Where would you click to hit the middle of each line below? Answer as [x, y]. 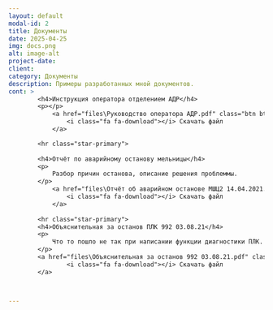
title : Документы [38, 31]
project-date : [32, 62]
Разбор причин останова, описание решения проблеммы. [145, 174]
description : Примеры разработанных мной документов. [102, 84]
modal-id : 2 [28, 24]
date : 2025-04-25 [38, 39]
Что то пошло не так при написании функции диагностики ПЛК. [158, 242]
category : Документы [43, 76]
